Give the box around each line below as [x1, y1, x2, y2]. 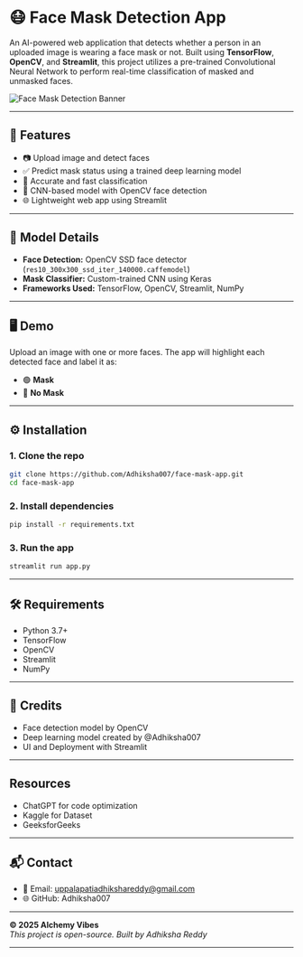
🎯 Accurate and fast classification [22, 175, 148, 186]
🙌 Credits [9, 699, 63, 714]
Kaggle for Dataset [22, 810, 93, 821]
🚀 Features [9, 127, 71, 143]
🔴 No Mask [22, 388, 65, 399]
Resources [9, 776, 71, 792]
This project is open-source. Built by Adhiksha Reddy [9, 929, 207, 940]
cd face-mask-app [9, 478, 75, 487]
